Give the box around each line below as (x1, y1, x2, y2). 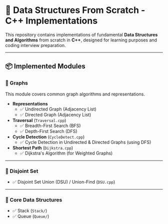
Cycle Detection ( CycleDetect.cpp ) (12, 133, 85, 139)
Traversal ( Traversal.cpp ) (12, 117, 66, 123)
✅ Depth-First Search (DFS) (19, 128, 77, 134)
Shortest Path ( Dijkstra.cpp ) (12, 144, 73, 150)
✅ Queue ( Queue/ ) (12, 213, 49, 219)
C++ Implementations (5, 15, 98, 26)
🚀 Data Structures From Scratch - (5, 4, 145, 16)
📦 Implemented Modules (5, 62, 86, 70)
